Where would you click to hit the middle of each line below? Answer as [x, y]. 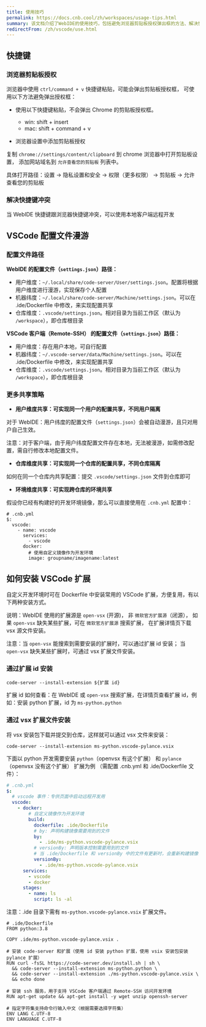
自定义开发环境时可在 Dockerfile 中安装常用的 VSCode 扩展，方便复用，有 [100, 595]
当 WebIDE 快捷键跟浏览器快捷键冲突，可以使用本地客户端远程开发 [90, 215]
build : [37, 819]
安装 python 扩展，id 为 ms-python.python [69, 703]
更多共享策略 [25, 394]
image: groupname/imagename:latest [74, 559]
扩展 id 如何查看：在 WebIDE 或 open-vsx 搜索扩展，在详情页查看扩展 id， [99, 695]
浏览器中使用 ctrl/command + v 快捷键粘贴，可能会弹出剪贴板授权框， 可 [98, 89]
